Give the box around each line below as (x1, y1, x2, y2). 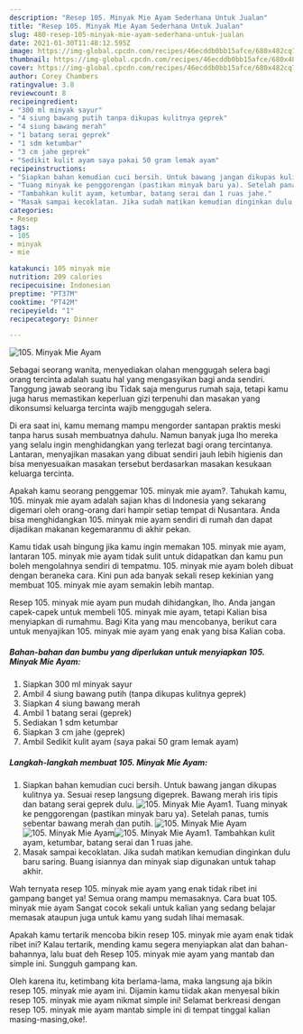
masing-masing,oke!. (9, 1014, 87, 1025)
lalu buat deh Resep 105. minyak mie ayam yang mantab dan (50, 948, 275, 960)
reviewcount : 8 (9, 88, 67, 97)
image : (9, 47, 34, 56)
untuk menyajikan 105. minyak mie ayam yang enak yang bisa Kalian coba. (9, 626, 286, 636)
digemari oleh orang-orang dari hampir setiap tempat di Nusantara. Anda (9, 505, 280, 516)
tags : (9, 223, 30, 232)
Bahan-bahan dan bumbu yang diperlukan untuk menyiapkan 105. (9, 646, 265, 657)
